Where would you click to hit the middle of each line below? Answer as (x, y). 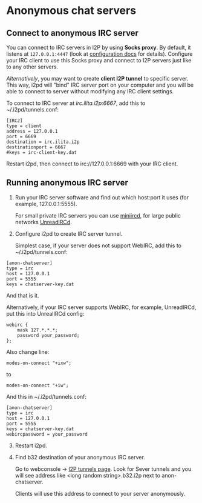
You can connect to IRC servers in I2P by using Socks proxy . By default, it (99, 47)
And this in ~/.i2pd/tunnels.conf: (46, 396)
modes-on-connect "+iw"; (37, 385)
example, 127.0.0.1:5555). (46, 204)
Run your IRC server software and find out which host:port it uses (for (102, 197)
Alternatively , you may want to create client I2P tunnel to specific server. (97, 78)
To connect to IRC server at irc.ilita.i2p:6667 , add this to (76, 103)
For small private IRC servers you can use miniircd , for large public (98, 215)
